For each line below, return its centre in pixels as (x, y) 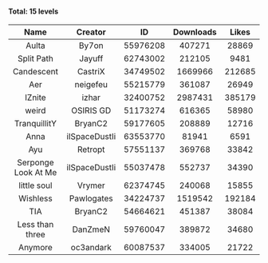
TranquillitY (36, 124)
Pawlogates (91, 198)
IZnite (35, 98)
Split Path (35, 58)
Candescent (35, 72)
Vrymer (91, 185)
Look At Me (35, 173)
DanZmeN (91, 229)
